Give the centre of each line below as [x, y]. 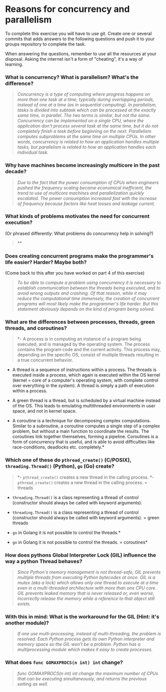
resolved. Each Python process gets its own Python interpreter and [86, 639]
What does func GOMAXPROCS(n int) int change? [64, 663]
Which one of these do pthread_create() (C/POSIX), [68, 460]
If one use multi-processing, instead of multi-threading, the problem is [89, 634]
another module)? [27, 623]
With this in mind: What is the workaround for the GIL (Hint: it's [82, 616]
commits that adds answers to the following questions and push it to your [80, 39]
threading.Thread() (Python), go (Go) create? [60, 466]
